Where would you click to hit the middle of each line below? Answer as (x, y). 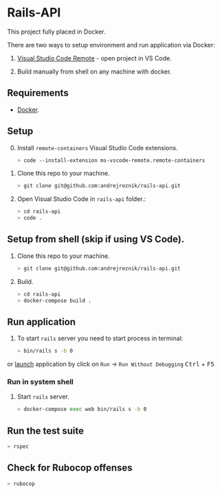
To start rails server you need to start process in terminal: (100, 338)
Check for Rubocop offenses (70, 468)
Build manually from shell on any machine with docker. (94, 71)
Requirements (38, 93)
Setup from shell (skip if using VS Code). (96, 239)
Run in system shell (40, 382)
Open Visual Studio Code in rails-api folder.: (81, 199)
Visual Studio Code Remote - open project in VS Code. (94, 58)
